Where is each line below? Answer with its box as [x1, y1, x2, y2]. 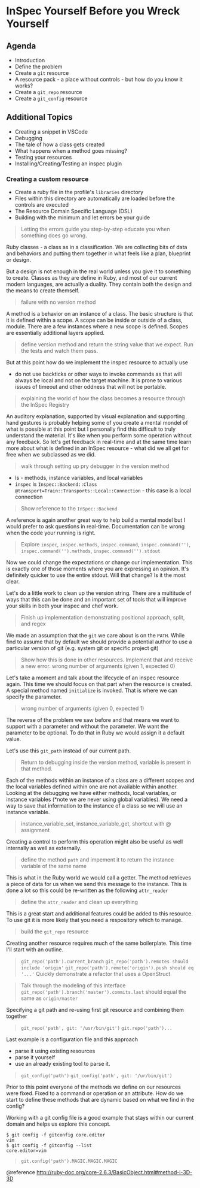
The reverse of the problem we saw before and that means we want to [6, 717, 179, 724]
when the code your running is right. [6, 529, 96, 537]
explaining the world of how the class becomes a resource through [20, 395, 186, 402]
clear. [6, 578, 20, 585]
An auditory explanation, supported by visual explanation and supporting [6, 413, 185, 420]
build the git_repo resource [20, 928, 89, 935]
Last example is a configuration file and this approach [6, 1036, 139, 1043]
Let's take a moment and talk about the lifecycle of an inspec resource [6, 674, 179, 681]
